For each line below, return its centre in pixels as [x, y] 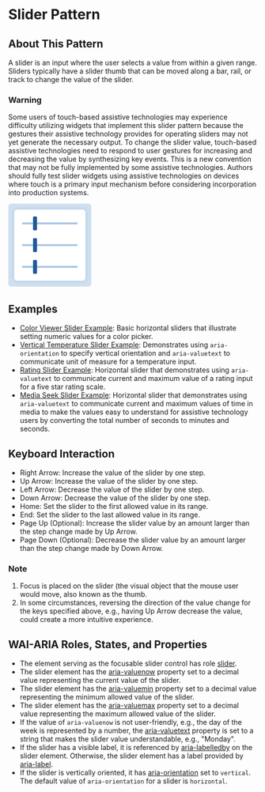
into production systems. [49, 193]
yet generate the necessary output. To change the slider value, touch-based [132, 142]
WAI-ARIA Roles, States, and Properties [108, 645]
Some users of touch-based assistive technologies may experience [118, 117]
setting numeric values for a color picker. [86, 337]
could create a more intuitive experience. [86, 620]
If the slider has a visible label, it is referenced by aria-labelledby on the [136, 748]
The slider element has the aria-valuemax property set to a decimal [129, 706]
